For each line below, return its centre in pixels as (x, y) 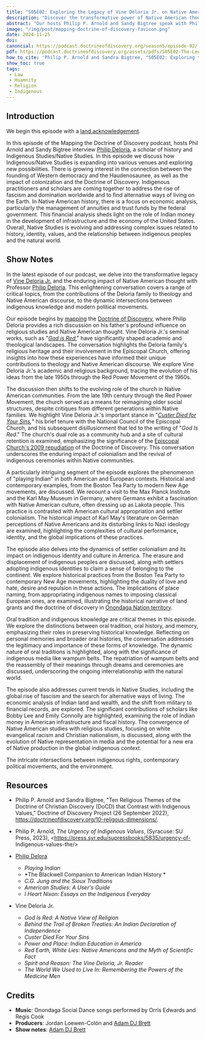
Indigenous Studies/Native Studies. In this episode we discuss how (91, 156)
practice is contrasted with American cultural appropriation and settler (95, 511)
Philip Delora (31, 856)
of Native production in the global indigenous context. (74, 748)
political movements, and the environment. (60, 766)
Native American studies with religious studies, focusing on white (88, 729)
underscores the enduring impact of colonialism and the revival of (89, 453)
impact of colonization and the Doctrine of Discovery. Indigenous (88, 182)
